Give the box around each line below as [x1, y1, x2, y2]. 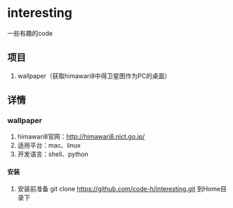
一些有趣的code [7, 29, 53, 37]
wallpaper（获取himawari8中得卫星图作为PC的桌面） [17, 72, 171, 80]
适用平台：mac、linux [17, 141, 81, 150]
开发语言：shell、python [17, 150, 89, 159]
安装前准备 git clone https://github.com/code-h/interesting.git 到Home [17, 184, 221, 193]
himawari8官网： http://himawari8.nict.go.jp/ [17, 132, 145, 141]
